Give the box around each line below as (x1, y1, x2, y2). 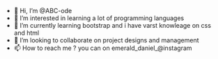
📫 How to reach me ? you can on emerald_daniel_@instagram (13, 44, 193, 52)
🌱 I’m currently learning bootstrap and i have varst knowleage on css (13, 22, 211, 29)
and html (13, 28, 40, 37)
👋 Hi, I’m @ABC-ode (13, 7, 72, 15)
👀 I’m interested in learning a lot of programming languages (13, 14, 185, 22)
